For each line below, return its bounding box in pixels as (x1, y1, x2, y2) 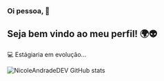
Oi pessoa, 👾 (7, 6, 50, 16)
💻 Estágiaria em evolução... (7, 50, 87, 58)
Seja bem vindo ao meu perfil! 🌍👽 (7, 28, 158, 40)
